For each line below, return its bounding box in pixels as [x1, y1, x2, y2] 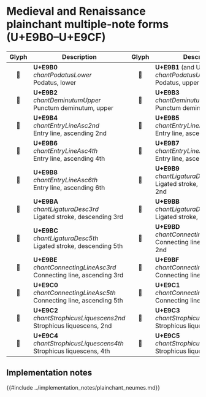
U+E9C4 [33, 331, 58, 340]
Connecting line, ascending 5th [33, 296, 124, 304]
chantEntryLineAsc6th [33, 175, 98, 184]
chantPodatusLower [33, 71, 92, 79]
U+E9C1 [155, 280, 180, 289]
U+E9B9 [155, 164, 180, 172]
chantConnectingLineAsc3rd [33, 263, 116, 271]
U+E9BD [155, 222, 180, 231]
